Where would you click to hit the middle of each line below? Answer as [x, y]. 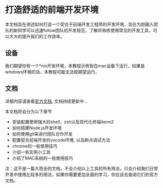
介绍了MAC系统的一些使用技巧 [42, 158]
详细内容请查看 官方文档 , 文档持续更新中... [47, 101]
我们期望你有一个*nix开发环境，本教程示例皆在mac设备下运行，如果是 [75, 65]
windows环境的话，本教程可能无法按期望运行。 [52, 72]
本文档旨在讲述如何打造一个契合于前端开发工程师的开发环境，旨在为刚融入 [79, 24]
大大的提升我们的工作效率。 [37, 36]
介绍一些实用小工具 [31, 152]
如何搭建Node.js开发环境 [37, 128]
